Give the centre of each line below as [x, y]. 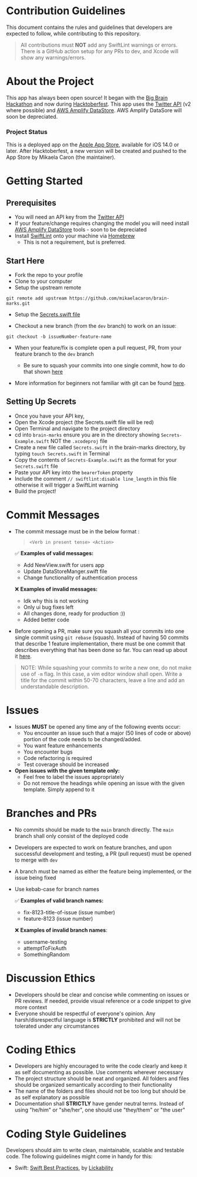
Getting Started [45, 181]
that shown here [43, 371]
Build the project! [35, 491]
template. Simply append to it [59, 789]
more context [31, 1007]
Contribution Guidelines [66, 11]
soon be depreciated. [32, 116]
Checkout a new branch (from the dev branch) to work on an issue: [95, 325]
